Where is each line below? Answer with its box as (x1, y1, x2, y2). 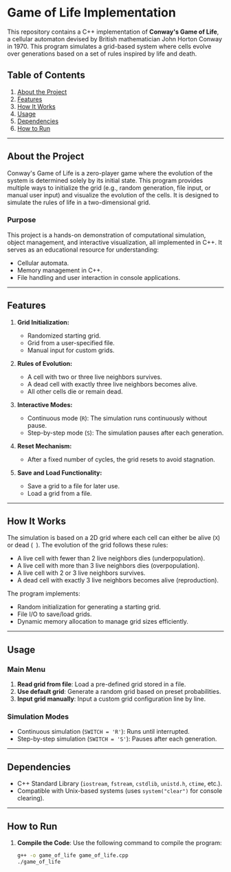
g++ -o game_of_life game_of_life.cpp (16, 852, 129, 859)
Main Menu (7, 664, 46, 674)
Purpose (7, 215, 36, 225)
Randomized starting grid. (27, 331, 101, 340)
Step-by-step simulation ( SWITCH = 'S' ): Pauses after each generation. (16, 734, 217, 743)
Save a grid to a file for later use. (27, 481, 120, 490)
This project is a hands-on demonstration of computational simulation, (7, 230, 206, 239)
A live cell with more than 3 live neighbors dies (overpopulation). (16, 562, 200, 570)
